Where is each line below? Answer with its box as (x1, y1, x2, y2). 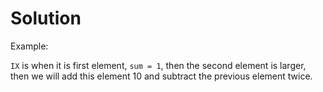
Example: (10, 40, 49, 52)
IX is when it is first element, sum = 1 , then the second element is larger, (10, 59, 307, 71)
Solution (10, 7, 82, 30)
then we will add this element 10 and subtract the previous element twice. (10, 70, 313, 82)
